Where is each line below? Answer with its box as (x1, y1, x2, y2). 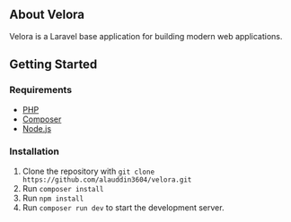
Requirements (9, 84, 73, 97)
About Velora (9, 7, 85, 22)
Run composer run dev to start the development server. (22, 201, 225, 213)
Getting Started (9, 57, 98, 73)
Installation (9, 145, 60, 158)
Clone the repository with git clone (22, 166, 155, 176)
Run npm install (22, 192, 84, 203)
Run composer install (22, 183, 104, 193)
